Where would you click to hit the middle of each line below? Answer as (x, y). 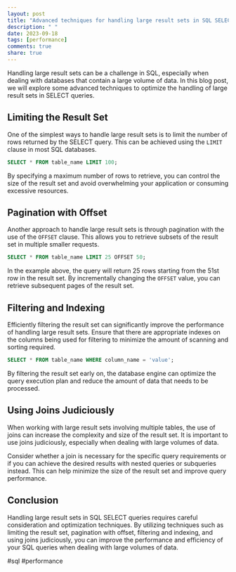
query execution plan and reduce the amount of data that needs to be (108, 381)
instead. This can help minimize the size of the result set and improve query (117, 471)
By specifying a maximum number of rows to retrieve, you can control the (114, 176)
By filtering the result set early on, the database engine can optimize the (112, 373)
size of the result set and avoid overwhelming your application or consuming (118, 183)
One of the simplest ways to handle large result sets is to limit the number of (118, 134)
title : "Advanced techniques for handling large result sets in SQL (110, 20)
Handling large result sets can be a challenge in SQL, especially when (108, 73)
